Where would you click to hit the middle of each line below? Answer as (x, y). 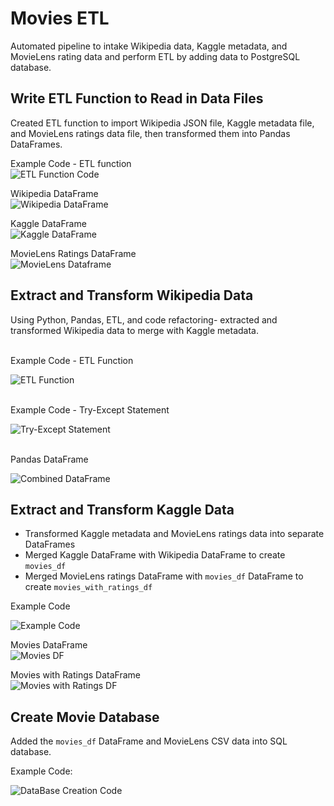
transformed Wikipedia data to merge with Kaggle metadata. (135, 330)
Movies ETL (60, 18)
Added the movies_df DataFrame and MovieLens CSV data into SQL (149, 741)
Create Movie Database (85, 717)
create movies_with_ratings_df (88, 587)
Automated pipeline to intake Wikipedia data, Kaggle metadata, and (149, 46)
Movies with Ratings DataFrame (76, 675)
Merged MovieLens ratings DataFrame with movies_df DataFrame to (164, 576)
